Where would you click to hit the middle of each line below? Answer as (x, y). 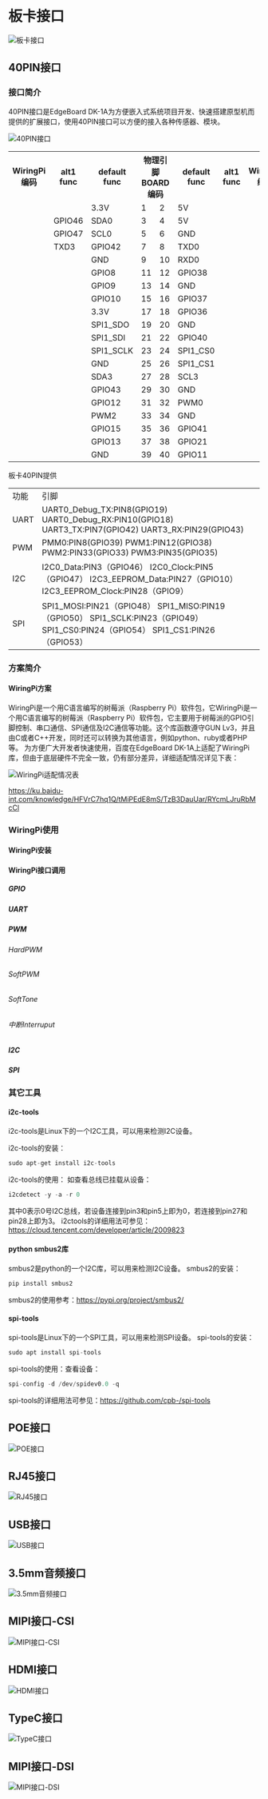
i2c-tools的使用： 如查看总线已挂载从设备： (80, 1179)
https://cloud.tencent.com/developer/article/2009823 (97, 1230)
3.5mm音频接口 (47, 1573)
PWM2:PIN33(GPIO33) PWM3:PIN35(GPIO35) (130, 552)
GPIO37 (193, 298)
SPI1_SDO (110, 325)
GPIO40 (193, 337)
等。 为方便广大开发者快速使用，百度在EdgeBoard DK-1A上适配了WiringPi (129, 748)
